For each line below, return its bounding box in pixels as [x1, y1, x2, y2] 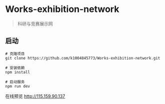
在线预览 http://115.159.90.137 [5, 93, 65, 99]
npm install [5, 69, 30, 74]
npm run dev [5, 83, 30, 88]
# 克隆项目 [5, 51, 25, 56]
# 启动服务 [5, 79, 25, 84]
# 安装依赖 [5, 65, 25, 70]
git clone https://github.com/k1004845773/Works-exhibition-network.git [5, 55, 160, 60]
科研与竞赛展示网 [17, 20, 53, 26]
